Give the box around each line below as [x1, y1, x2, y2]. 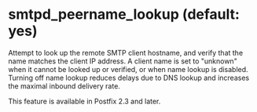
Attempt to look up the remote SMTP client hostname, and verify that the [8, 48, 244, 57]
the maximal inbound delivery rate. [8, 81, 120, 91]
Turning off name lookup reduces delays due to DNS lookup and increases [8, 73, 250, 82]
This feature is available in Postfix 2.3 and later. [8, 96, 161, 106]
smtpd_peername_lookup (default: [8, 5, 240, 23]
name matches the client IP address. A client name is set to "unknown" [8, 56, 237, 66]
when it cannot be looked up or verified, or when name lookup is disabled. [8, 64, 249, 74]
